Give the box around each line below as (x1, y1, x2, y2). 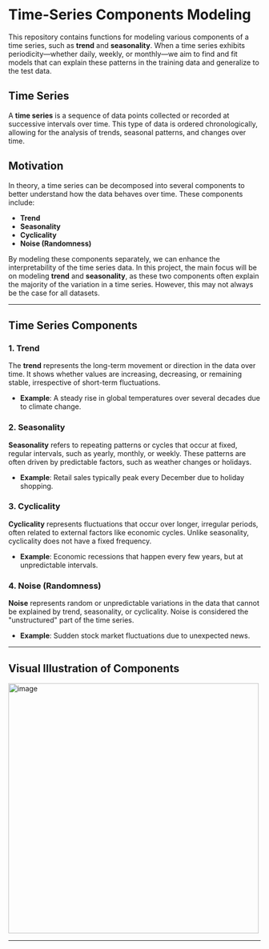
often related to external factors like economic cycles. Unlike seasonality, (8, 527, 250, 537)
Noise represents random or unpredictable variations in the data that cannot (8, 599, 260, 608)
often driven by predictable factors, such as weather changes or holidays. (8, 457, 252, 466)
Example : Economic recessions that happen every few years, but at (19, 551, 243, 561)
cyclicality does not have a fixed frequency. (8, 536, 152, 546)
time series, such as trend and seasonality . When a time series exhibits (8, 40, 246, 50)
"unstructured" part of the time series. (8, 615, 134, 625)
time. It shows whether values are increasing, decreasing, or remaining (8, 370, 243, 379)
